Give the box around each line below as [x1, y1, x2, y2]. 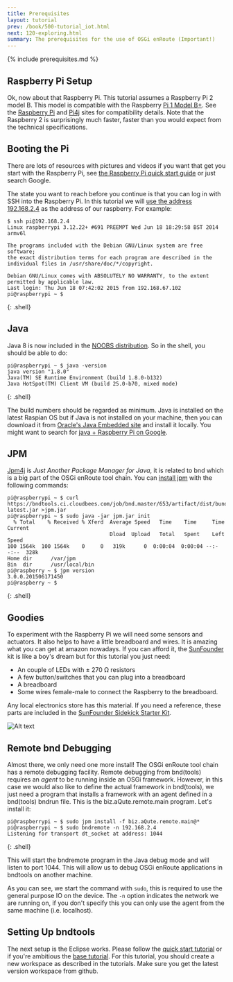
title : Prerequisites [7, 10, 70, 17]
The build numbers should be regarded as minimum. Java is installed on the [7, 406, 224, 414]
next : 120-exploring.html [7, 29, 82, 37]
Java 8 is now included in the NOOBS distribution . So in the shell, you [7, 341, 206, 350]
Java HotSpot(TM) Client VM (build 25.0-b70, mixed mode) [7, 380, 178, 387]
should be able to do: [7, 348, 68, 357]
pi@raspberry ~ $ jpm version [7, 567, 95, 574]
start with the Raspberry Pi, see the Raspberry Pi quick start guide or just [7, 169, 216, 177]
